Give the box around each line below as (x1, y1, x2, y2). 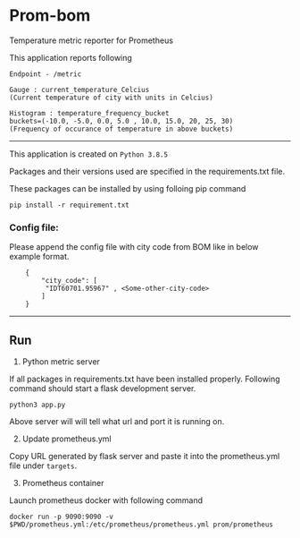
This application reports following (9, 52, 132, 63)
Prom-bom (9, 5, 91, 26)
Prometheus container (21, 478, 104, 489)
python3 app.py (9, 400, 66, 410)
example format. (9, 252, 70, 262)
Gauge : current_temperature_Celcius (9, 85, 150, 94)
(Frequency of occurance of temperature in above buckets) (9, 124, 234, 133)
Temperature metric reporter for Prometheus (9, 35, 174, 46)
